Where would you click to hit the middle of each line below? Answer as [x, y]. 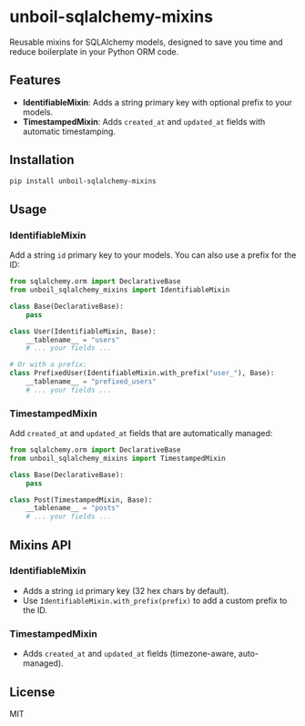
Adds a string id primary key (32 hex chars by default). [126, 590]
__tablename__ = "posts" [73, 508]
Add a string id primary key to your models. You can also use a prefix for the [153, 255]
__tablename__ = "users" [73, 340]
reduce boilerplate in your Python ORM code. [94, 51]
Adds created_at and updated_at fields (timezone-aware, [129, 654]
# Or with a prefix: [49, 365]
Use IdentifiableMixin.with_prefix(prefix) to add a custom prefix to [155, 600]
